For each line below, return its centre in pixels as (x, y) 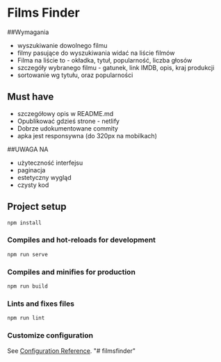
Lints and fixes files (41, 304)
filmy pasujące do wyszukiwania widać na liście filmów (96, 53)
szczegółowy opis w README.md (65, 113)
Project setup (37, 207)
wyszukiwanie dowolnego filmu (62, 45)
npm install (24, 223)
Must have (31, 97)
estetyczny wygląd (44, 177)
